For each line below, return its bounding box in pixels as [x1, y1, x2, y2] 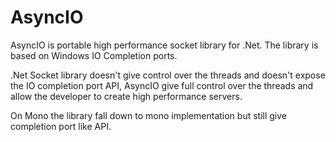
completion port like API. [10, 120, 112, 132]
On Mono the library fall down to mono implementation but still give [10, 109, 287, 121]
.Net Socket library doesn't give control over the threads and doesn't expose [10, 69, 326, 81]
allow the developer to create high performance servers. [10, 90, 243, 102]
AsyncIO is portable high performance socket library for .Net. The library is [10, 39, 319, 51]
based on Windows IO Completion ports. [10, 49, 178, 61]
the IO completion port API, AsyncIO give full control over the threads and [10, 79, 314, 91]
